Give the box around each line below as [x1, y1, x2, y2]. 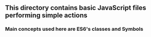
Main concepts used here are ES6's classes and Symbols [5, 26, 143, 33]
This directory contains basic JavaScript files [5, 4, 147, 12]
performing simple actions [5, 12, 88, 20]
